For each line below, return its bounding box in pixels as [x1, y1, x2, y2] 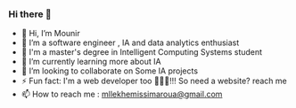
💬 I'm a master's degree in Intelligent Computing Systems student [21, 47, 263, 58]
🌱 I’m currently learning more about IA [21, 57, 161, 67]
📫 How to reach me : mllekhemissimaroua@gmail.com [21, 89, 223, 100]
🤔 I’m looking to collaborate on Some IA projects [21, 66, 198, 76]
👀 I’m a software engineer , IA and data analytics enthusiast [21, 37, 240, 48]
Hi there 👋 [8, 8, 53, 20]
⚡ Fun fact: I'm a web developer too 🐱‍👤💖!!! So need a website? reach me [21, 75, 287, 87]
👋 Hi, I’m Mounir [21, 28, 81, 39]
